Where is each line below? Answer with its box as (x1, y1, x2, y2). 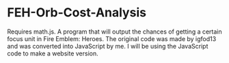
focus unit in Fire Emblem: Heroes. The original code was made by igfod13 (7, 34, 217, 42)
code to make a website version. (7, 49, 99, 58)
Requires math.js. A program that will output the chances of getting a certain (7, 27, 222, 36)
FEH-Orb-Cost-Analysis (7, 5, 147, 21)
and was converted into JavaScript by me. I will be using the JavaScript (7, 42, 208, 50)
